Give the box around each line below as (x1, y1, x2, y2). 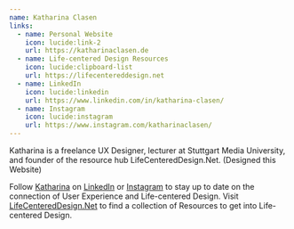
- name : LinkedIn (17, 79, 82, 88)
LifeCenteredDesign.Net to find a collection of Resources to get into (9, 200, 258, 210)
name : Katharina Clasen (9, 12, 98, 22)
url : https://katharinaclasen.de (25, 46, 149, 55)
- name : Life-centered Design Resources (17, 54, 169, 63)
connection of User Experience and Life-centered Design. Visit (9, 191, 239, 201)
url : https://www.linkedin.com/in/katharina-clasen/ (25, 95, 225, 105)
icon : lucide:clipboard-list (25, 63, 133, 72)
